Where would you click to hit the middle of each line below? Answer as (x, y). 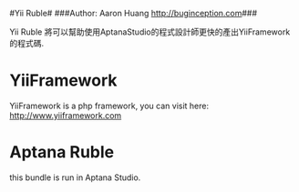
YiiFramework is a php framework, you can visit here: (109, 106)
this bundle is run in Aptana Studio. (75, 177)
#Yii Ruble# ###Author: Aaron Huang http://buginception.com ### (134, 13)
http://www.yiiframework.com (66, 115)
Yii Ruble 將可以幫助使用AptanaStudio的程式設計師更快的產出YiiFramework (150, 32)
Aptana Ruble (62, 152)
